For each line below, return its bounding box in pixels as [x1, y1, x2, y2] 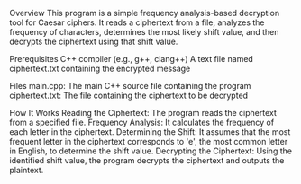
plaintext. [9, 165, 44, 175]
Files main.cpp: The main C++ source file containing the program [9, 81, 251, 91]
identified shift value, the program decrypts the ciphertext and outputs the [9, 155, 285, 165]
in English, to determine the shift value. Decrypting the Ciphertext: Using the [9, 145, 293, 156]
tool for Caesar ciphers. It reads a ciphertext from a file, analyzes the [9, 17, 265, 28]
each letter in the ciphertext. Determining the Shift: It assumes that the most [9, 127, 291, 137]
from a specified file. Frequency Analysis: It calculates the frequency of [9, 117, 275, 127]
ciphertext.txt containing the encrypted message [9, 63, 191, 74]
